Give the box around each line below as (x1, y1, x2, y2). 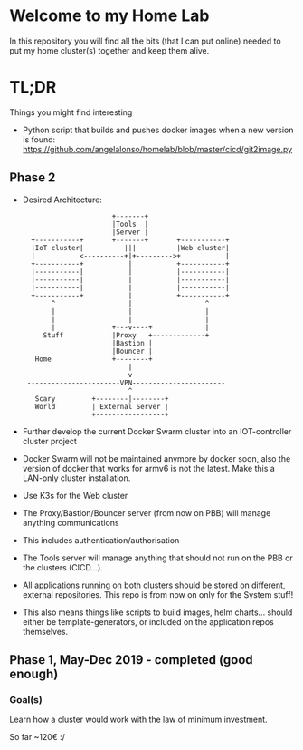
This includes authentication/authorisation (22, 534, 180, 545)
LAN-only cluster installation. (22, 472, 131, 483)
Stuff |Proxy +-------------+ (43, 330, 210, 340)
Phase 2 (9, 170, 56, 186)
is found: (22, 133, 56, 145)
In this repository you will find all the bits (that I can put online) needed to (9, 35, 282, 46)
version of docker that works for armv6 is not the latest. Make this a (22, 463, 276, 473)
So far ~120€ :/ (9, 732, 66, 743)
